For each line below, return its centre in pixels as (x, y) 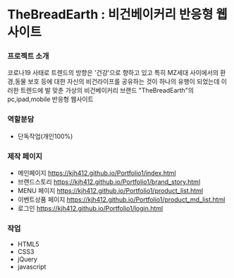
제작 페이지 (25, 156)
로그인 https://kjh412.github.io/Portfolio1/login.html (90, 209)
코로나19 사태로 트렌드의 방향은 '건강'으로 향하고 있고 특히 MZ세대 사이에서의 (113, 73)
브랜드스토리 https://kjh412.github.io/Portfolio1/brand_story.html (109, 182)
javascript (32, 267)
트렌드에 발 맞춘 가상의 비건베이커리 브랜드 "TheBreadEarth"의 (107, 91)
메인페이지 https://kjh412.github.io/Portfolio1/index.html (97, 173)
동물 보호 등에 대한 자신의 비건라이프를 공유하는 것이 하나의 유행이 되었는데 (117, 81)
